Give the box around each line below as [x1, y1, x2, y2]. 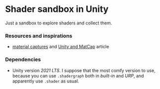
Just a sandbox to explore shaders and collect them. [5, 20, 112, 26]
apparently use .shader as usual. [12, 78, 79, 84]
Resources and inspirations [5, 32, 73, 39]
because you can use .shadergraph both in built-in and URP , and [12, 73, 144, 79]
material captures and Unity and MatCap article [12, 44, 109, 50]
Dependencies [5, 56, 41, 63]
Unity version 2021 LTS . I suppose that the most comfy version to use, [12, 67, 156, 73]
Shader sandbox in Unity [5, 3, 109, 15]
